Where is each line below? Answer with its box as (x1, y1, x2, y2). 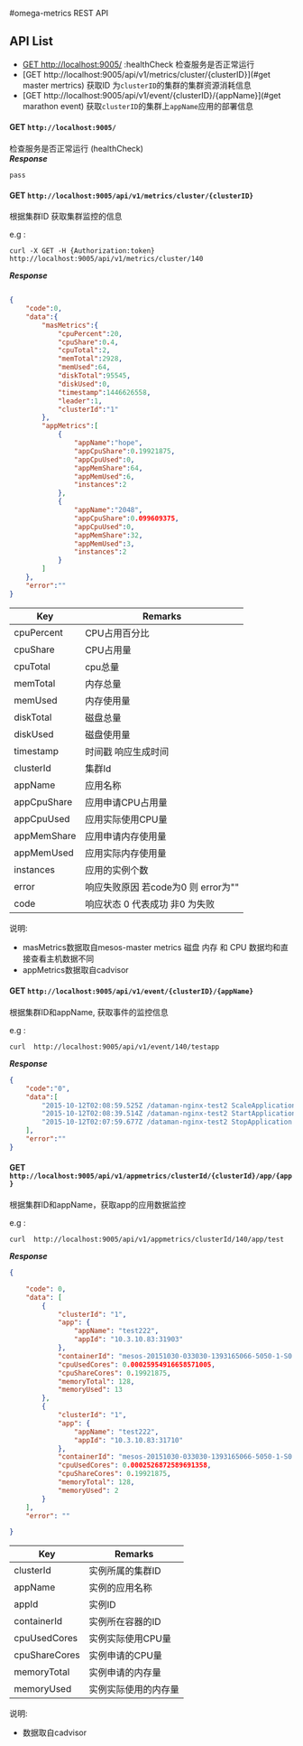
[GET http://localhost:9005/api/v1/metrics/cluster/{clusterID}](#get (22, 69, 271, 79)
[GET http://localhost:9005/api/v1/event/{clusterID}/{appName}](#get (22, 89, 281, 100)
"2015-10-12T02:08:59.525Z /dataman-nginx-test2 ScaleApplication (41, 1101, 297, 1110)
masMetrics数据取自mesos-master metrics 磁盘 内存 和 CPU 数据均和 (22, 941, 281, 952)
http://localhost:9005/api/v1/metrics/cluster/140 (9, 255, 204, 264)
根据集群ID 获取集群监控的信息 (9, 211, 123, 222)
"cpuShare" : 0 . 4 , (57, 338, 119, 347)
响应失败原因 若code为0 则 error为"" (85, 881, 240, 893)
